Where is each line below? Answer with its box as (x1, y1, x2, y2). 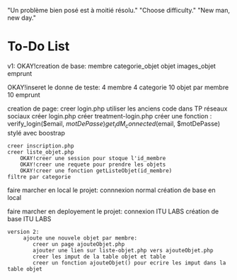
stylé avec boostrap (7, 128, 66, 137)
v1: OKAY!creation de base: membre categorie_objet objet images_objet (7, 62, 216, 70)
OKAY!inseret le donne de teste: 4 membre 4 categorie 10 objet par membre (7, 83, 229, 91)
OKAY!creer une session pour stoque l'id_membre (20, 155, 166, 162)
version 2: (7, 228, 40, 235)
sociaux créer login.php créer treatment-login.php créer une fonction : (7, 111, 212, 120)
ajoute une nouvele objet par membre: (23, 234, 138, 242)
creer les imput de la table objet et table (33, 253, 166, 260)
